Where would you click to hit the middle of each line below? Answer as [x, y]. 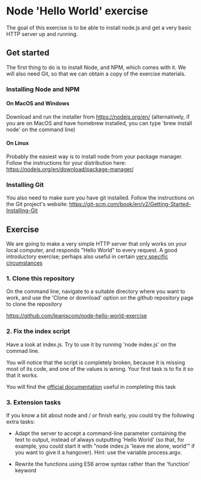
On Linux [18, 143]
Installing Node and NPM [43, 89]
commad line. [23, 351]
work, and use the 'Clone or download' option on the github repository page [100, 298]
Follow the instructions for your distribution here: [66, 163]
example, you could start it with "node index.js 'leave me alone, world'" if [105, 446]
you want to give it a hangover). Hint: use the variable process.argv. [98, 452]
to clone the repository [34, 304]
